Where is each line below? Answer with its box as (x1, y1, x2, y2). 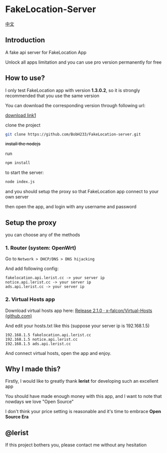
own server (5, 194, 29, 200)
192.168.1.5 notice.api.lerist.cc (5, 337, 78, 342)
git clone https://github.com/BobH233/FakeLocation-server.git (5, 131, 141, 137)
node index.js (5, 179, 35, 185)
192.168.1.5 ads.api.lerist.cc (5, 341, 71, 346)
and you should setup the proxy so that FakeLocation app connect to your (5, 189, 159, 195)
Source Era (5, 414, 29, 420)
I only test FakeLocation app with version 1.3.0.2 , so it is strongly (5, 87, 140, 93)
